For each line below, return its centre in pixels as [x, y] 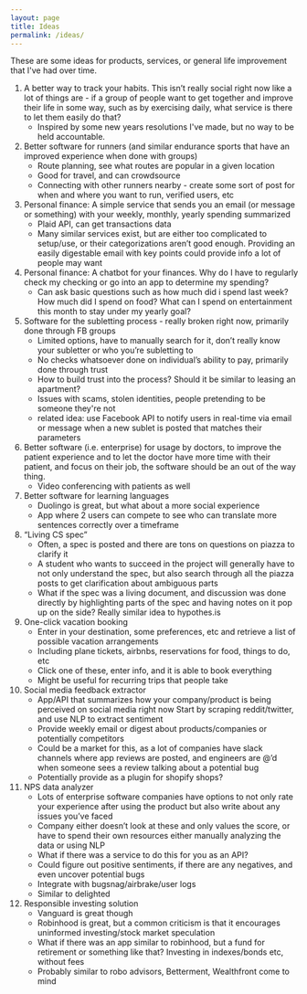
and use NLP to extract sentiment [100, 719]
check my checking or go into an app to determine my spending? [146, 282]
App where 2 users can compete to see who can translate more [157, 515]
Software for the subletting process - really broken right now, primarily [156, 322]
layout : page [35, 18]
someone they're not [76, 408]
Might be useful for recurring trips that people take [132, 681]
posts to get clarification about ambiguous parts [127, 583]
